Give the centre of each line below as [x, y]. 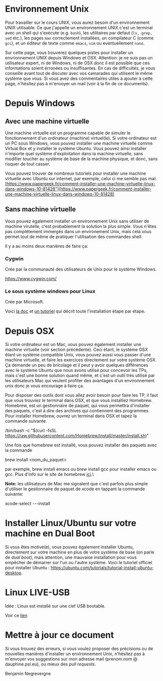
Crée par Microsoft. [24, 302]
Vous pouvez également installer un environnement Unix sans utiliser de [77, 221]
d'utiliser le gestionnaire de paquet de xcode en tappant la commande [75, 489]
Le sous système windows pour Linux [50, 291]
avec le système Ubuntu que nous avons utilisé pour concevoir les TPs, [76, 370]
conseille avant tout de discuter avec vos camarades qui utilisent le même [79, 73]
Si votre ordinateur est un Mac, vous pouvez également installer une [73, 345]
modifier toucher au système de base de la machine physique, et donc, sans [81, 159]
